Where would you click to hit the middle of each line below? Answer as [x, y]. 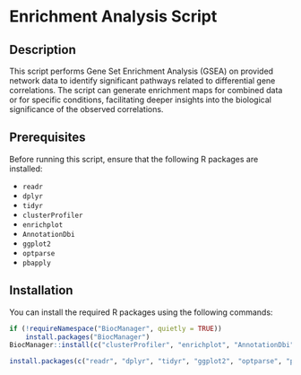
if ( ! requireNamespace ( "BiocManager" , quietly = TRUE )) [116, 328]
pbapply [36, 263]
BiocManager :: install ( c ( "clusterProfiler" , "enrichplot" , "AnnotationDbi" [152, 345]
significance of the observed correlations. [86, 109]
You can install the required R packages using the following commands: [141, 312]
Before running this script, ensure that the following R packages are [134, 159]
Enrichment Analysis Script [113, 17]
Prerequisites [47, 138]
